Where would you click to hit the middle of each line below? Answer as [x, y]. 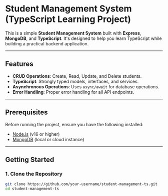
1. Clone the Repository [34, 174]
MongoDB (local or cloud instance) [48, 139]
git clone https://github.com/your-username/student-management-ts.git [81, 184]
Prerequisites [26, 112]
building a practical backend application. [47, 43]
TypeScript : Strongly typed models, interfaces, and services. [75, 81]
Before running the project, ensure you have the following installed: [74, 124]
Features [19, 64]
